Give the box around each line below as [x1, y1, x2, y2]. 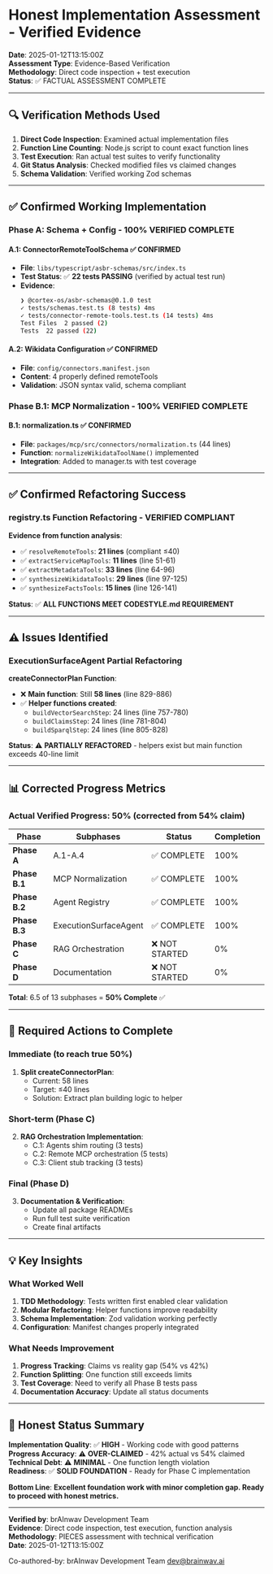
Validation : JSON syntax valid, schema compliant [19, 380, 187, 389]
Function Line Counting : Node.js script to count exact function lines [19, 142, 249, 152]
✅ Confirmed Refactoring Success [8, 488, 187, 502]
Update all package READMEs [32, 1205, 133, 1215]
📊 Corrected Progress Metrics [8, 781, 167, 795]
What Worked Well [8, 1278, 84, 1289]
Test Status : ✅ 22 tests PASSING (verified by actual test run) [19, 272, 226, 281]
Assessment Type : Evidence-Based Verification [8, 59, 171, 68]
